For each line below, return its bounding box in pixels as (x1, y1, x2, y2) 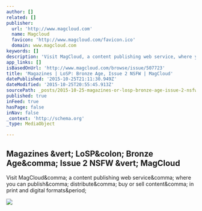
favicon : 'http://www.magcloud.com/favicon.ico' (11, 37, 136, 43)
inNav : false (6, 110, 39, 116)
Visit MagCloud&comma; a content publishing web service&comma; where (6, 174, 191, 181)
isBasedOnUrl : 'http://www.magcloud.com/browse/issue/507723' (6, 65, 165, 71)
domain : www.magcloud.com (11, 43, 77, 49)
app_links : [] (6, 59, 42, 65)
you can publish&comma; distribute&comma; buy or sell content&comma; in (6, 180, 194, 187)
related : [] (6, 14, 36, 20)
